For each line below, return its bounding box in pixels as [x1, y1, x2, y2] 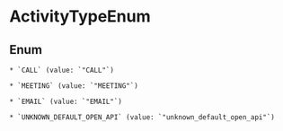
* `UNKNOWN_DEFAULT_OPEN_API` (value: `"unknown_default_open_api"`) [9, 113, 276, 122]
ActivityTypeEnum [9, 6, 151, 27]
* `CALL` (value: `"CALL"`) [9, 65, 115, 74]
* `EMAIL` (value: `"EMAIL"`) [9, 97, 123, 106]
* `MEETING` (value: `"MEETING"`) [9, 82, 139, 91]
